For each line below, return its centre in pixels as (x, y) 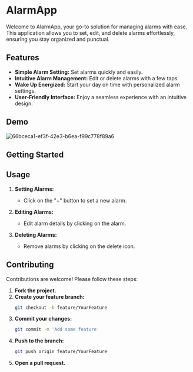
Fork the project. (36, 291)
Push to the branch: (39, 341)
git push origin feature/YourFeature (61, 352)
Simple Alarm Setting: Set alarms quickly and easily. (79, 72)
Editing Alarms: (34, 212)
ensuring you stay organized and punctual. (58, 39)
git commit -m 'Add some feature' (57, 329)
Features (23, 58)
